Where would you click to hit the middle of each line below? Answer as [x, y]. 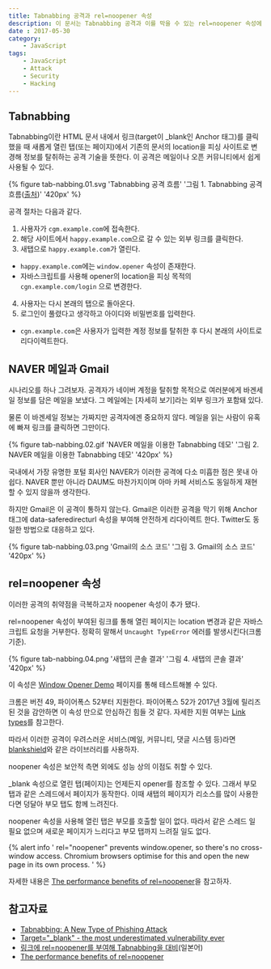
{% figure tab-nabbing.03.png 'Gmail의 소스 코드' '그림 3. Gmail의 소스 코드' [132, 547]
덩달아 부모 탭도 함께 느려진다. [71, 804]
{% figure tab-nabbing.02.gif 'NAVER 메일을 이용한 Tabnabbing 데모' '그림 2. [134, 445]
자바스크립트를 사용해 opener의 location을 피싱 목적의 [106, 277]
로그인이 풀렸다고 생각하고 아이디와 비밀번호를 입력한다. [108, 314]
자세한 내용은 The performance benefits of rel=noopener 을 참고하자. [120, 881]
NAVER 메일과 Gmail [59, 369]
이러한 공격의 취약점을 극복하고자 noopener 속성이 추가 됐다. [104, 604]
